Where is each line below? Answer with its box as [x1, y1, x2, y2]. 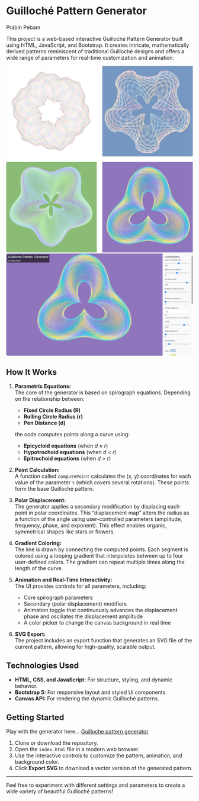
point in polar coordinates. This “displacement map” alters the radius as [14, 509, 190, 516]
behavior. [14, 683, 38, 690]
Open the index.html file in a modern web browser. [14, 746, 140, 752]
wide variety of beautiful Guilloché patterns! [6, 788, 114, 794]
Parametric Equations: [14, 383, 71, 390]
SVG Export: [14, 630, 46, 638]
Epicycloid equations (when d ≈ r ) [23, 442, 108, 449]
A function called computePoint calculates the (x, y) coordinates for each [14, 472, 191, 480]
